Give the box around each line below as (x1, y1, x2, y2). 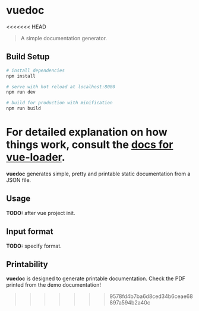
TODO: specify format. (6, 242, 62, 249)
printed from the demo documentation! (6, 281, 101, 288)
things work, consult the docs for (6, 138, 173, 152)
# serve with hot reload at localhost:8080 (6, 84, 116, 89)
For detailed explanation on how (6, 126, 168, 139)
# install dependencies (6, 68, 65, 73)
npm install (6, 73, 36, 79)
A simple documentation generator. (20, 34, 108, 41)
